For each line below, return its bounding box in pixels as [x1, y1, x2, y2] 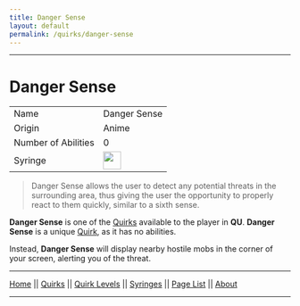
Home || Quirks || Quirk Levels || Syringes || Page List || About [9, 278, 238, 290]
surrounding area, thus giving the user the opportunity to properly [30, 190, 274, 201]
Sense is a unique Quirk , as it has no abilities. [9, 227, 177, 237]
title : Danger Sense [9, 12, 87, 22]
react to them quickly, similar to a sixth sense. [30, 200, 200, 211]
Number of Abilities [13, 136, 96, 149]
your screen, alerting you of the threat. [9, 253, 152, 264]
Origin [13, 122, 40, 135]
